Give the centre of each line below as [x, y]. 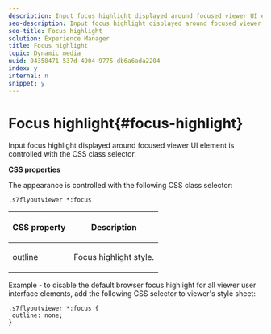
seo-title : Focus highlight [56, 31]
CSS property [39, 228]
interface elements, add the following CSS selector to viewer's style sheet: [132, 294]
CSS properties [35, 169]
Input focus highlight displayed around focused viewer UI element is [121, 145]
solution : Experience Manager [59, 38]
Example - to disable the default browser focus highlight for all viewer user [132, 285]
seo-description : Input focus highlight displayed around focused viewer [135, 23]
